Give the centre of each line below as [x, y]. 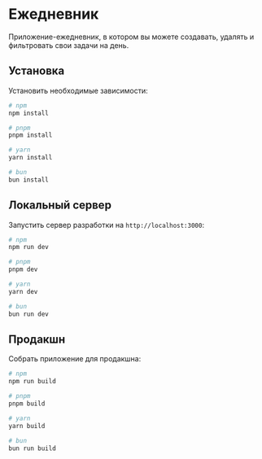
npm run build [33, 382]
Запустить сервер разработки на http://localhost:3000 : [107, 225]
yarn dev [23, 291]
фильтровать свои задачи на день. [69, 45]
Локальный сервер [60, 205]
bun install [28, 180]
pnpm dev [23, 269]
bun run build [33, 448]
